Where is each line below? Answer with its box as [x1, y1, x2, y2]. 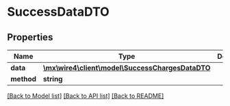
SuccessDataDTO [7, 4, 110, 20]
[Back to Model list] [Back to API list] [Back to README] [7, 92, 164, 100]
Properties [7, 31, 53, 43]
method [10, 75, 36, 83]
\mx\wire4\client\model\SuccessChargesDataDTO [42, 63, 211, 72]
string [42, 75, 63, 83]
